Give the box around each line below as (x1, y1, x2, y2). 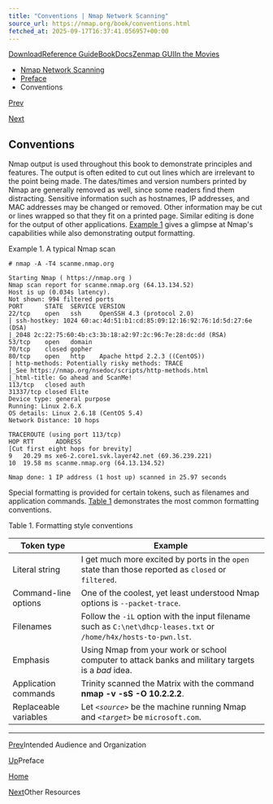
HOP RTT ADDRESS (8, 438, 82, 446)
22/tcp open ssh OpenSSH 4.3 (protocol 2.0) (8, 310, 195, 318)
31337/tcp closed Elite (8, 388, 89, 396)
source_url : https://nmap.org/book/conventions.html (8, 20, 191, 28)
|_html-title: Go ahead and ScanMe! (8, 374, 132, 382)
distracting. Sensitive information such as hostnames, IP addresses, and (8, 194, 250, 203)
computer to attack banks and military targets (80, 654, 255, 666)
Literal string (12, 564, 61, 575)
